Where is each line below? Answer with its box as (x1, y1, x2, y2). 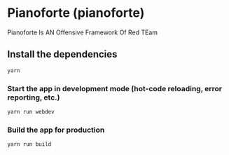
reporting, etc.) (7, 93, 60, 102)
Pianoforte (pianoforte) (7, 5, 145, 21)
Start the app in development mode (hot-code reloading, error (7, 83, 223, 93)
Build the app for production (7, 125, 105, 135)
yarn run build (7, 141, 52, 148)
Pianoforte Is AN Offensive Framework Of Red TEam (7, 28, 158, 36)
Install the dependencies (7, 48, 118, 60)
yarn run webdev (7, 108, 55, 115)
